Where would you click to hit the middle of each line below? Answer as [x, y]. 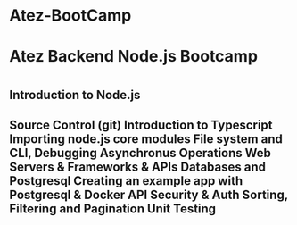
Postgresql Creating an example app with [126, 181]
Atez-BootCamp [70, 16]
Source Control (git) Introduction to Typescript [141, 125]
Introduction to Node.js [75, 95]
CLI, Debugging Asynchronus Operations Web [140, 153]
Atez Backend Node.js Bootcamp [134, 57]
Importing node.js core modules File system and [146, 139]
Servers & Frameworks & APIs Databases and [137, 167]
